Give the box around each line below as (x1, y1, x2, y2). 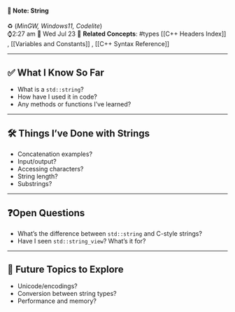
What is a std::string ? (17, 85, 84, 94)
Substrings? (17, 179, 52, 187)
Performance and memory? (17, 297, 97, 305)
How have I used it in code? (17, 92, 98, 101)
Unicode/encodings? (17, 282, 78, 290)
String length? (17, 172, 58, 180)
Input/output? (17, 157, 57, 165)
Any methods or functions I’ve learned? (17, 100, 131, 108)
